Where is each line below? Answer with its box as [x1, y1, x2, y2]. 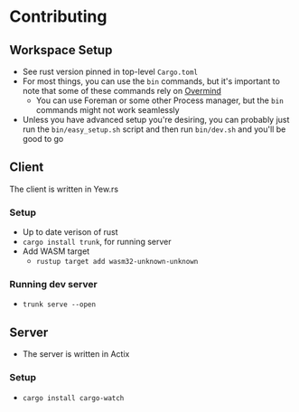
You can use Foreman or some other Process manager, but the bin [35, 95, 285, 106]
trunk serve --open [22, 300, 97, 309]
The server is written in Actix [22, 349, 130, 360]
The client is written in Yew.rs [9, 183, 119, 194]
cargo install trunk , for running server [22, 237, 172, 248]
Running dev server [9, 278, 98, 291]
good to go [22, 134, 64, 144]
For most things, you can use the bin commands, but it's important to [22, 76, 280, 87]
